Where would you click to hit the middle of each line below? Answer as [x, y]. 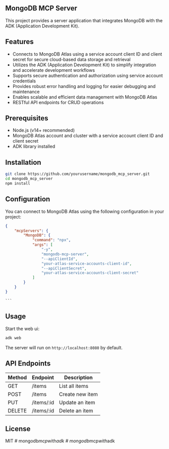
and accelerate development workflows [53, 70]
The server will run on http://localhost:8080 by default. [64, 347]
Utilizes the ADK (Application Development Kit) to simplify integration [84, 65]
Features [19, 42]
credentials [24, 81]
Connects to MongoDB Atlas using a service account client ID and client [87, 54]
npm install [18, 184]
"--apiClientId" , [60, 259]
